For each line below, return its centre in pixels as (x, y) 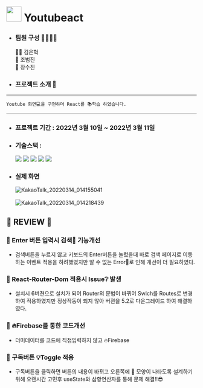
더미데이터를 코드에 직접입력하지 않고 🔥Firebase (72, 340)
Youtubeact (53, 18)
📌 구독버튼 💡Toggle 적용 (40, 357)
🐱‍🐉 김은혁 (27, 52)
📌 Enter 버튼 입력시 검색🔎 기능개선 (53, 240)
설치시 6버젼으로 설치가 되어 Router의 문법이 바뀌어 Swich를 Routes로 (98, 294)
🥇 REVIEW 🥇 (29, 221)
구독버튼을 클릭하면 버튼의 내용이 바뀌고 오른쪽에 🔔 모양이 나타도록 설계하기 (104, 371)
